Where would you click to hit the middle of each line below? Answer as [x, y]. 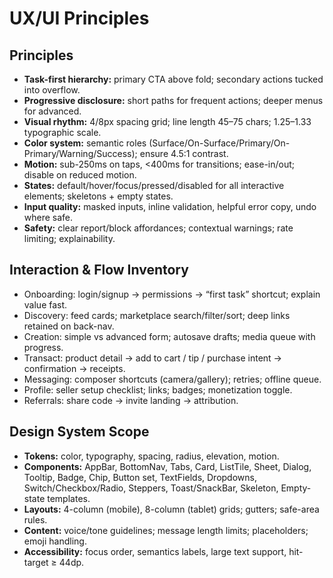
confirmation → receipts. [74, 368]
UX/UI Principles [79, 18]
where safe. [48, 217]
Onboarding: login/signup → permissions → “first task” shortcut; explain [172, 294]
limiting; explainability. [69, 238]
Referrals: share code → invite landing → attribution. [131, 400]
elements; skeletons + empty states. [98, 196]
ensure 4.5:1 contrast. [184, 153]
